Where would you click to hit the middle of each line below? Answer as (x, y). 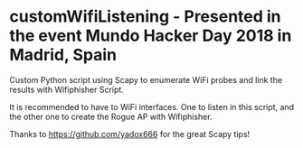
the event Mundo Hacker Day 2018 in (151, 36)
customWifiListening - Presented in (146, 17)
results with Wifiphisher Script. (66, 89)
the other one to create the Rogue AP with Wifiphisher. (111, 116)
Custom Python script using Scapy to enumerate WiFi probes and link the (146, 79)
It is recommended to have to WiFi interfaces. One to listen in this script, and (152, 106)
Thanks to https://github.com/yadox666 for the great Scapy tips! (130, 134)
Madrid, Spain (63, 55)
